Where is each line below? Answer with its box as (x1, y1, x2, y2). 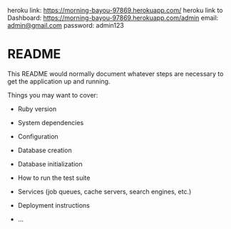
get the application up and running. (7, 77, 111, 85)
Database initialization (17, 159, 83, 168)
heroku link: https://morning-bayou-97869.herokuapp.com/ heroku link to (7, 6, 223, 14)
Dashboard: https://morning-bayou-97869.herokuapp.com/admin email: (7, 14, 219, 22)
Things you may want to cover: (7, 90, 98, 99)
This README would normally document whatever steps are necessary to (7, 69, 224, 78)
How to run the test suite (17, 174, 91, 182)
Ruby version (17, 105, 57, 113)
